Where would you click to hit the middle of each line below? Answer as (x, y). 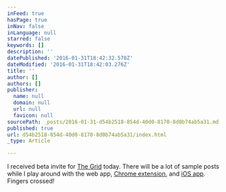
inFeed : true (26, 13)
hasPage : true (27, 20)
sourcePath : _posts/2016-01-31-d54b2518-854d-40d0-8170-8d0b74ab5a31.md (113, 122)
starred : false (29, 39)
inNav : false (26, 26)
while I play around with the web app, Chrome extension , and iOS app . (106, 174)
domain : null (32, 103)
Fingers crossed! (31, 181)
